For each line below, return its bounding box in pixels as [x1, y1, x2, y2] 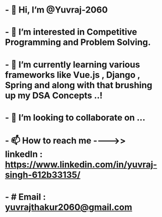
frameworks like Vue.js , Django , [5, 69, 140, 80]
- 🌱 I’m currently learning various [5, 59, 140, 70]
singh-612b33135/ [5, 169, 81, 180]
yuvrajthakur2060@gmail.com [5, 202, 133, 213]
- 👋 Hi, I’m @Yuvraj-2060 [5, 4, 108, 15]
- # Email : [5, 191, 46, 202]
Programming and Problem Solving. [5, 37, 151, 48]
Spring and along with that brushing [5, 79, 152, 91]
